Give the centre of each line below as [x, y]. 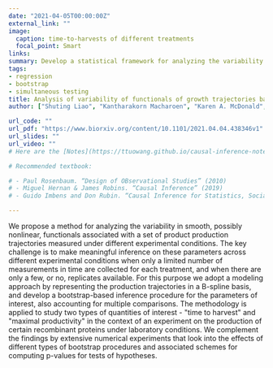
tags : [17, 69]
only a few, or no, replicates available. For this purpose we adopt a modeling [136, 278]
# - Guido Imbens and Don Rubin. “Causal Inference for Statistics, [127, 196]
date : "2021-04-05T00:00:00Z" [60, 16]
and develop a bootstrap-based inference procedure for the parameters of [133, 295]
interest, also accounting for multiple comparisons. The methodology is [128, 304]
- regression [30, 76]
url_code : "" [30, 121]
